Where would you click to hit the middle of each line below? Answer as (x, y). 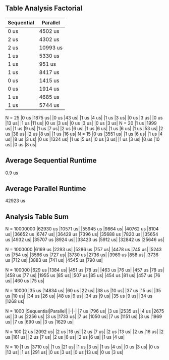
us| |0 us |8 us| (21, 144)
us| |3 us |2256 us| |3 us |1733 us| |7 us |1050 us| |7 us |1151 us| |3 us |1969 (84, 316)
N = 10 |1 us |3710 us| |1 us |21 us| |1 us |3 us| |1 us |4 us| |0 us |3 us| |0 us (82, 347)
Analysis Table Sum (37, 216)
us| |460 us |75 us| (25, 281)
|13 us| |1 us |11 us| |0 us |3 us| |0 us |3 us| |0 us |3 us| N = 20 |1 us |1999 (81, 123)
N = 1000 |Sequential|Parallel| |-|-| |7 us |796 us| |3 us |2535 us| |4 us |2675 (85, 311)
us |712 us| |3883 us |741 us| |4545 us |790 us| (54, 260)
